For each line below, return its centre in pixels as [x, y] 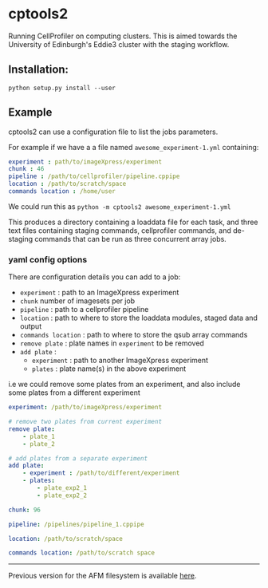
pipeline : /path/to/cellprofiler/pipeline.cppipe [94, 176]
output [31, 326]
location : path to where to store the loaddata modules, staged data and [138, 318]
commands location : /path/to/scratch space [82, 553]
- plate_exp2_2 [62, 495]
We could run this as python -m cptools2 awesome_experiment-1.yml [120, 206]
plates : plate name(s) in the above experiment [109, 369]
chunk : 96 [25, 510]
